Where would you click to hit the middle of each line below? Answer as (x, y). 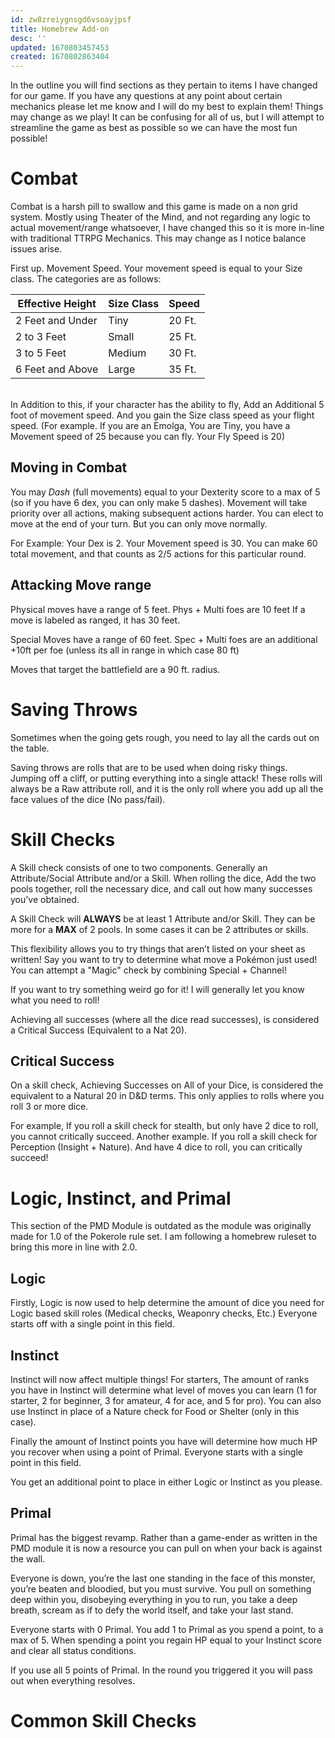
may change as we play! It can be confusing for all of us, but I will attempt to (167, 117)
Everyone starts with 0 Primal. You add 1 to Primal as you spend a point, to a (167, 1629)
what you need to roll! (55, 1000)
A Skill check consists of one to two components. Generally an (139, 867)
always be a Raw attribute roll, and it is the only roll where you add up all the (167, 788)
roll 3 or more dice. (49, 1107)
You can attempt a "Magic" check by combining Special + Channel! (148, 970)
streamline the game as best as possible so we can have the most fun (154, 128)
